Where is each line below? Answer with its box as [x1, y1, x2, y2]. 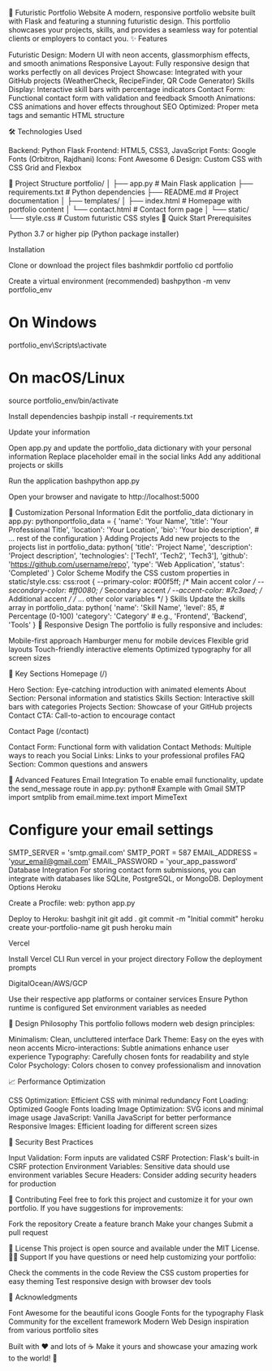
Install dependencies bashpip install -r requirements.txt [8, 411, 193, 421]
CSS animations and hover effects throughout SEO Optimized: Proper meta [8, 102, 259, 111]
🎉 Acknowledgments [8, 1292, 78, 1302]
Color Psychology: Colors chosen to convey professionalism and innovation [8, 1060, 261, 1070]
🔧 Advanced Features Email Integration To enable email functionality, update [8, 775, 264, 784]
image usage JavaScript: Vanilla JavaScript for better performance [8, 1112, 231, 1122]
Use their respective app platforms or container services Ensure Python [8, 993, 248, 1004]
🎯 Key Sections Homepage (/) [8, 668, 108, 679]
